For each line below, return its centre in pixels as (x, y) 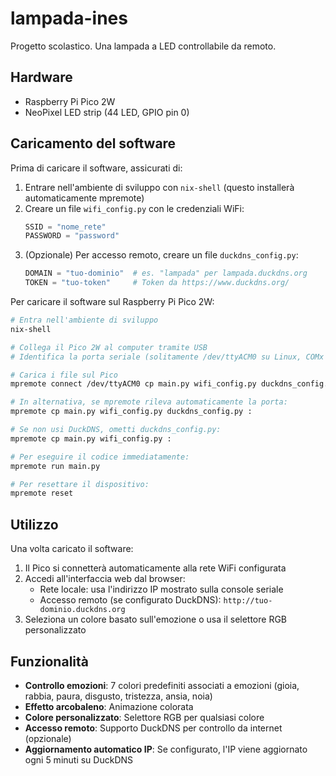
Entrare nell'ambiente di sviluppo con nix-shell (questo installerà (159, 187)
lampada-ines (69, 18)
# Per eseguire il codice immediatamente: (100, 457)
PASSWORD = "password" (72, 236)
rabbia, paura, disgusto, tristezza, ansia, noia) (118, 696)
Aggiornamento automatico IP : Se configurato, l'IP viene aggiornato (166, 749)
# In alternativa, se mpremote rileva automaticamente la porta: (149, 402)
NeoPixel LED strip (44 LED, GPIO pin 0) (107, 112)
